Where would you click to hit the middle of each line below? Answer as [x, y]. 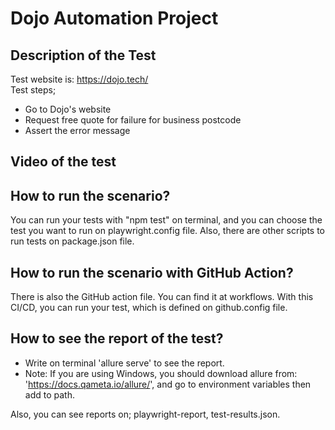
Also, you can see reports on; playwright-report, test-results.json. [145, 414]
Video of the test [63, 162]
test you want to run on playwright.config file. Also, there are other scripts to [167, 231]
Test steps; [33, 90]
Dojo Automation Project [114, 18]
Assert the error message [77, 130]
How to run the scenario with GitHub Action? [152, 272]
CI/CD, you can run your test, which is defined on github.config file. [149, 308]
